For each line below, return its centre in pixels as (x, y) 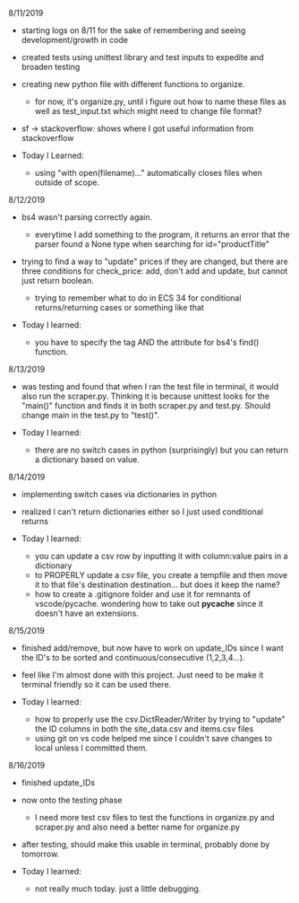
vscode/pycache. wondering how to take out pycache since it (149, 604)
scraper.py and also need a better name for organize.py (137, 827)
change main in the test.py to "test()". (90, 415)
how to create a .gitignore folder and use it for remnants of (143, 594)
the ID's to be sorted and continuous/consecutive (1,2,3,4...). (133, 658)
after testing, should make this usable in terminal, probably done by (145, 844)
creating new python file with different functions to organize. (133, 84)
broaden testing (51, 67)
